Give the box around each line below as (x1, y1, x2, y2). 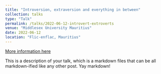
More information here (5, 48, 51, 54)
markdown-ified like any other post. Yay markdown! (5, 63, 110, 69)
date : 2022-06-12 (5, 30, 41, 35)
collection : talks (5, 12, 43, 17)
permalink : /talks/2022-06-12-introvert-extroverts (5, 21, 114, 26)
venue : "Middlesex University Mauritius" (5, 26, 92, 31)
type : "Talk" (5, 16, 32, 21)
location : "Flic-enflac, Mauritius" (5, 35, 81, 40)
